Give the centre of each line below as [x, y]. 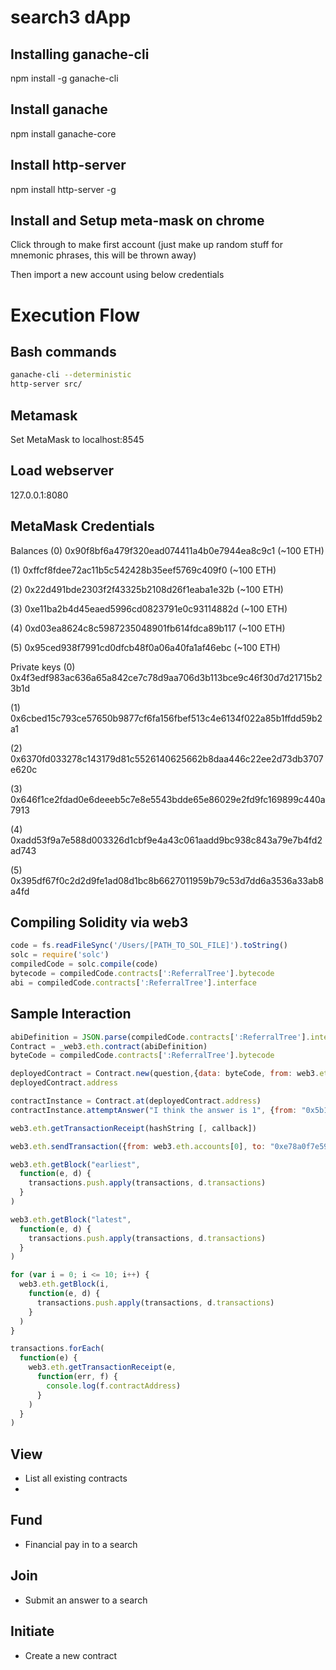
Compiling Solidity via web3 [99, 922]
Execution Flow [75, 315]
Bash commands [63, 352]
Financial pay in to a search [81, 1544]
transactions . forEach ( [57, 1349]
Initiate [32, 1631]
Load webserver [62, 471]
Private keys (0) [43, 667]
